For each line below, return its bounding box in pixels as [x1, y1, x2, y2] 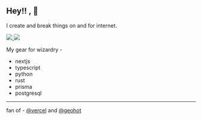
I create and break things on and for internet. [6, 22, 117, 29]
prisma [14, 83, 32, 90]
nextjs [14, 58, 31, 65]
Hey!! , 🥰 [6, 6, 38, 16]
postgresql [14, 89, 42, 97]
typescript [14, 64, 41, 71]
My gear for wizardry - [6, 46, 63, 53]
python [14, 70, 33, 77]
